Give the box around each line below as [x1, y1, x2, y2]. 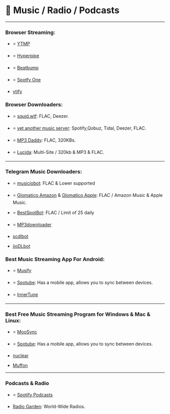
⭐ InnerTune [12, 292, 38, 298]
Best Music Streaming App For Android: [5, 256, 105, 263]
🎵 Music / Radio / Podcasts [5, 5, 120, 16]
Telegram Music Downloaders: [5, 168, 82, 175]
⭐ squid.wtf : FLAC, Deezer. [12, 113, 69, 119]
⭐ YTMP [12, 40, 30, 47]
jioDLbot [12, 243, 30, 249]
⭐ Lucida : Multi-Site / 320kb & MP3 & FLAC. [12, 149, 105, 155]
